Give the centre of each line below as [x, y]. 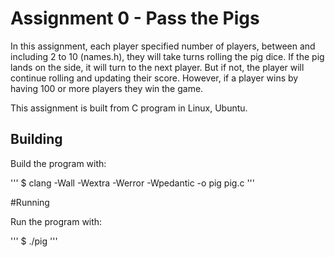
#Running [30, 202]
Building [36, 139]
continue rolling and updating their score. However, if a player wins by [154, 78]
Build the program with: [58, 163]
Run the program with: [56, 221]
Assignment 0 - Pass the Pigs [135, 18]
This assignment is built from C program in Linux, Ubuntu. [129, 108]
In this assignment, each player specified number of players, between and [163, 46]
